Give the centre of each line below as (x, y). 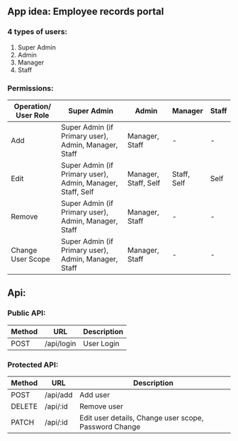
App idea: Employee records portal (86, 12)
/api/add (59, 394)
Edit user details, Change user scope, (141, 418)
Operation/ (33, 106)
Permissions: (30, 88)
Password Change (110, 426)
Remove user (101, 406)
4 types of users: (38, 32)
